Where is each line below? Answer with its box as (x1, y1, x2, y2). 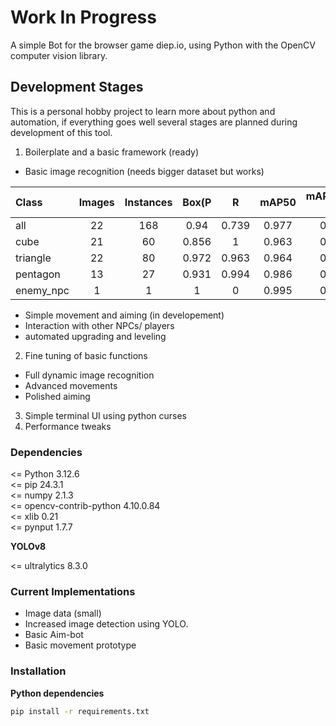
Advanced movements (24, 379, 118, 391)
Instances (124, 195, 173, 209)
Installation (10, 664, 67, 678)
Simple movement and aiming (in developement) (24, 309, 225, 321)
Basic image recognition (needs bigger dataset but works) (24, 165, 265, 177)
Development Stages (10, 79, 144, 96)
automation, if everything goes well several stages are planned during (10, 116, 298, 128)
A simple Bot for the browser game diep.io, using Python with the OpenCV (10, 39, 316, 51)
